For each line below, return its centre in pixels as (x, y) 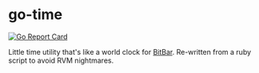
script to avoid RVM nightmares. (61, 60)
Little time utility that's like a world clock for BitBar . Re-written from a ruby (130, 52)
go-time (36, 15)
